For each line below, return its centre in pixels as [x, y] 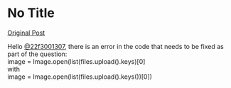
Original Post [26, 33]
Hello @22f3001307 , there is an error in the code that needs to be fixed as [116, 46]
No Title [31, 13]
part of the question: [37, 54]
